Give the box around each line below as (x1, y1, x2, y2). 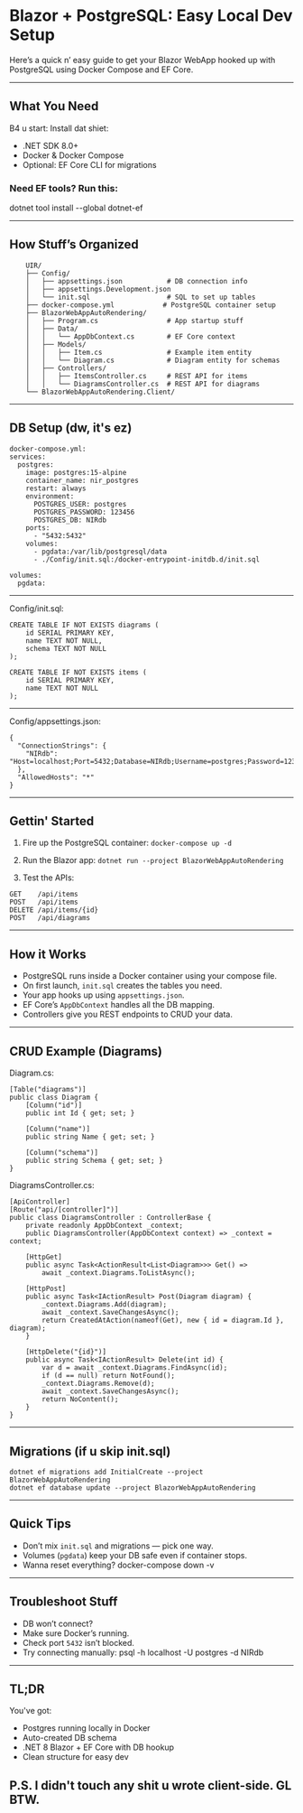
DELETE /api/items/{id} (9, 906, 99, 915)
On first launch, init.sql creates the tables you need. (22, 981, 223, 991)
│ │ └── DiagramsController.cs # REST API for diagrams (25, 379, 260, 388)
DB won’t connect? (22, 1618, 93, 1629)
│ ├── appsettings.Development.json (25, 284, 171, 293)
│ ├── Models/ (25, 339, 87, 349)
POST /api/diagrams (9, 914, 91, 923)
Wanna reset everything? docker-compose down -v (22, 1559, 215, 1570)
